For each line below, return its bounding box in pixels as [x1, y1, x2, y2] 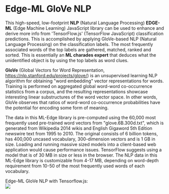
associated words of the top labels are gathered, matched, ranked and [5, 46, 151, 53]
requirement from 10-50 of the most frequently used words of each [5, 163, 145, 169]
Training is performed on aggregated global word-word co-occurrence [5, 83, 152, 89]
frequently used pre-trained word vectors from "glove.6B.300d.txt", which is [5, 120, 164, 126]
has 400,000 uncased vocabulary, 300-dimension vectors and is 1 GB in [5, 136, 155, 142]
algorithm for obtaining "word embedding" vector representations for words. [5, 78, 164, 84]
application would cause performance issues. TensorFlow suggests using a [5, 147, 162, 153]
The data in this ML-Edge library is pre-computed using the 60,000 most [5, 114, 156, 120]
